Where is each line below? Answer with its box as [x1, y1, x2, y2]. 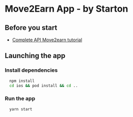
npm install [9, 78, 35, 83]
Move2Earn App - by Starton [5, 3, 128, 15]
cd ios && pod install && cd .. [9, 83, 78, 88]
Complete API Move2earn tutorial [12, 37, 83, 43]
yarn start [9, 106, 33, 112]
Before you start [5, 23, 58, 32]
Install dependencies [5, 67, 58, 74]
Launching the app [5, 51, 66, 60]
